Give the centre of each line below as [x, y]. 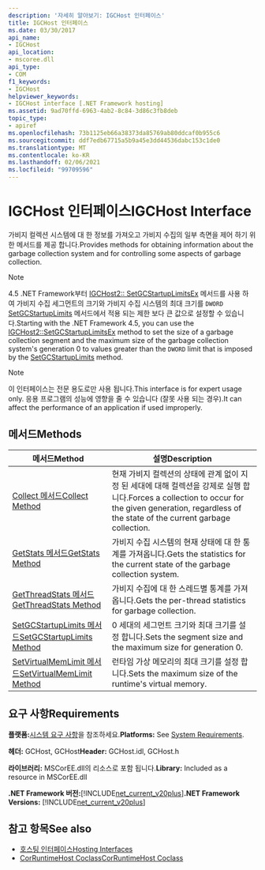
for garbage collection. [154, 611]
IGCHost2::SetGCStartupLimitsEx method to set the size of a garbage [121, 332]
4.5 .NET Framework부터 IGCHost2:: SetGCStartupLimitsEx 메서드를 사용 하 [129, 293]
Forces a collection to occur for [186, 497]
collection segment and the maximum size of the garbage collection [118, 340]
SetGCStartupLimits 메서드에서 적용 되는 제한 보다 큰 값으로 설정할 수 [116, 313]
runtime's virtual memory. [159, 684]
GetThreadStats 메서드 [53, 594]
